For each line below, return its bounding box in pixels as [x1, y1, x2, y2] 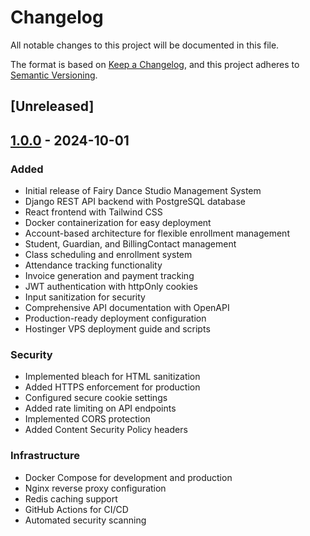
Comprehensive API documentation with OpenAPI [24, 302, 230, 314]
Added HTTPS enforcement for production [24, 381, 201, 393]
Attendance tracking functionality [24, 259, 163, 271]
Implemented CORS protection [24, 413, 151, 425]
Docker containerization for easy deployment [24, 217, 212, 229]
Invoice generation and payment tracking [24, 270, 195, 282]
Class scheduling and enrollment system [24, 249, 193, 261]
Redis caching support [24, 492, 118, 505]
